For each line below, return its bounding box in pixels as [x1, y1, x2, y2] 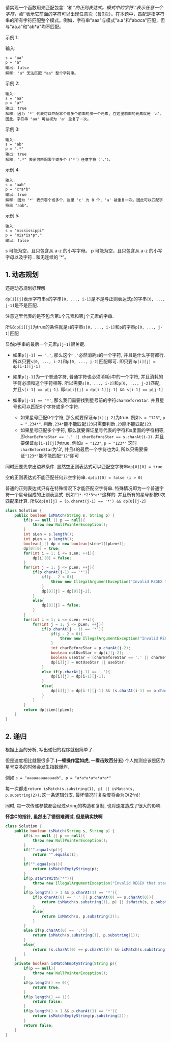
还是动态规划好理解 [5, 285, 46, 291]
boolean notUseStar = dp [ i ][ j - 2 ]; [50, 650, 124, 655]
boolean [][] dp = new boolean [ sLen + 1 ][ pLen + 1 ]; [23, 541, 126, 546]
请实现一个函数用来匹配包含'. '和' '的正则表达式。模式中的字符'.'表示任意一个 [5, 5, 163, 10]
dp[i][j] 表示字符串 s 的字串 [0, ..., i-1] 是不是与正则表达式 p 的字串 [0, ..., [5, 295, 165, 302]
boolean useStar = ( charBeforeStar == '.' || [50, 655, 149, 660]
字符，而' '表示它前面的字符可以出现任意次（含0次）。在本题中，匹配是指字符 [5, 11, 165, 17]
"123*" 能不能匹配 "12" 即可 [24, 452, 79, 459]
